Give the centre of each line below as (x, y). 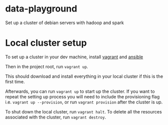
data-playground (41, 9)
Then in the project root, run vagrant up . (47, 66)
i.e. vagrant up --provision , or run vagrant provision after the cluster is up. (84, 102)
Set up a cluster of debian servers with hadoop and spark (65, 23)
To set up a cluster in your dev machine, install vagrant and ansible (74, 57)
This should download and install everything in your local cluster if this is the (84, 76)
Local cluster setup (46, 43)
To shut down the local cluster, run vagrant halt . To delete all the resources (83, 111)
